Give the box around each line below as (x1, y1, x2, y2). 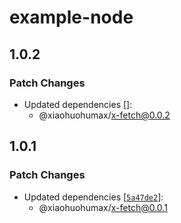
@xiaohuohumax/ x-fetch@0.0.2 (38, 109, 171, 121)
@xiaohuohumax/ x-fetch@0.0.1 (38, 201, 168, 213)
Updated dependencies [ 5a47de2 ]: (23, 191, 164, 203)
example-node (9, 6, 134, 29)
